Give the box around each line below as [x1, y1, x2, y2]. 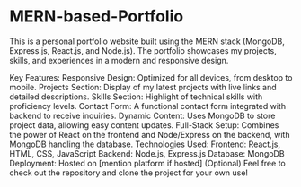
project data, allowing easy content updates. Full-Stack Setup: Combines [9, 119, 279, 131]
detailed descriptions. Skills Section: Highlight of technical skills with [9, 91, 263, 102]
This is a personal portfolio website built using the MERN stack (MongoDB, [9, 36, 285, 47]
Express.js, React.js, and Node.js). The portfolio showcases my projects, [9, 45, 277, 55]
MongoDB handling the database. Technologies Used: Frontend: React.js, [9, 139, 281, 149]
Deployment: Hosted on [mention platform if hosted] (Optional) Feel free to [9, 157, 286, 168]
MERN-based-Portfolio [9, 6, 184, 27]
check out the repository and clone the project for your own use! [9, 167, 249, 178]
